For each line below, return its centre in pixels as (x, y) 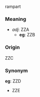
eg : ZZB (27, 35)
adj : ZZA (20, 30)
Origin (13, 48)
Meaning (16, 19)
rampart (13, 7)
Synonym (16, 70)
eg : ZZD (13, 81)
